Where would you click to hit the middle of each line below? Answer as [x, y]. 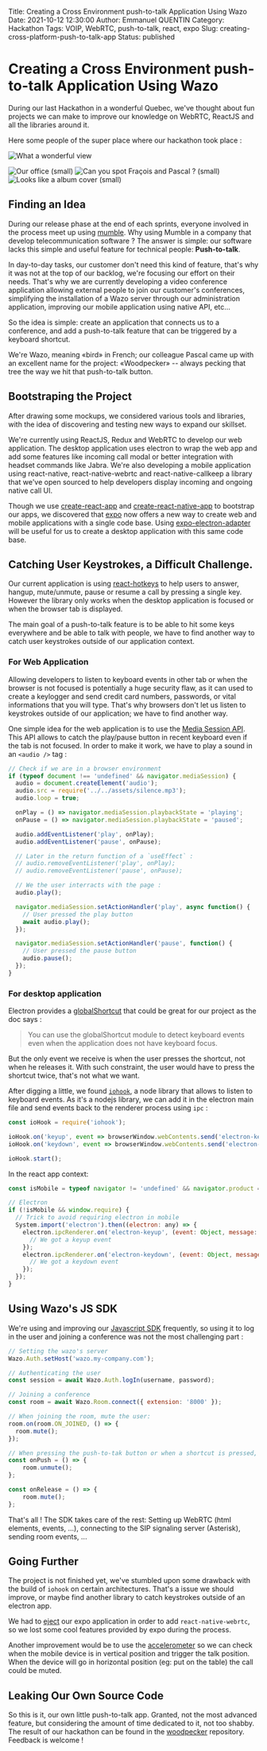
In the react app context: [48, 1174]
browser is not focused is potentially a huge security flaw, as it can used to [131, 688]
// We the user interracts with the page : [88, 885]
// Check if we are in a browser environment [85, 768]
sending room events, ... [48, 1536]
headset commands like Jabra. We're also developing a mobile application [130, 465]
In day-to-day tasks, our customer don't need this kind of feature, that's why [133, 264]
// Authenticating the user [55, 1373]
